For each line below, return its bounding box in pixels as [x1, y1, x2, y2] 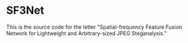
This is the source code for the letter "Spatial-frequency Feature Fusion [6, 23, 183, 30]
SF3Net [6, 4, 45, 17]
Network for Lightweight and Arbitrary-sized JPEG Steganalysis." [6, 29, 167, 36]
